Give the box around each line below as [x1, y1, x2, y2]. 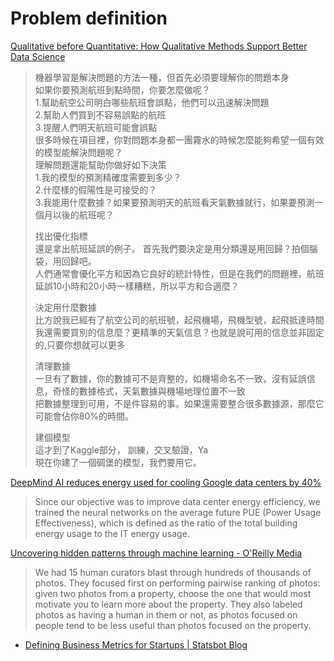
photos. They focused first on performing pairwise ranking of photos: [34, 577, 321, 589]
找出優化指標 [34, 230, 88, 242]
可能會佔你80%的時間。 [34, 410, 135, 422]
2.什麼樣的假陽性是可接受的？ [34, 183, 158, 196]
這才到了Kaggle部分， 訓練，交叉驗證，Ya [34, 443, 209, 456]
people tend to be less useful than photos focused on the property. [34, 619, 312, 631]
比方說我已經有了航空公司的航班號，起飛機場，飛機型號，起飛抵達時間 [34, 313, 325, 326]
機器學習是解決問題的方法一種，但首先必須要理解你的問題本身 [34, 71, 290, 83]
